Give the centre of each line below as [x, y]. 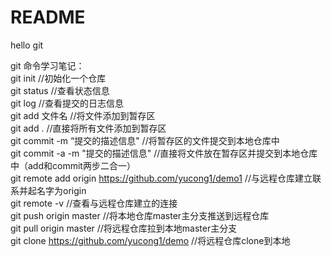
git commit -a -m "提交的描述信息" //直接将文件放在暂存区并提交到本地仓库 [164, 153]
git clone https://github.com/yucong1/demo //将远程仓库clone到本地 [150, 240]
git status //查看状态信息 [60, 90]
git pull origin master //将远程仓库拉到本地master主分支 [124, 228]
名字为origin [61, 190]
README [48, 17]
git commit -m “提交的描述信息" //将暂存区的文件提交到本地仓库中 [145, 140]
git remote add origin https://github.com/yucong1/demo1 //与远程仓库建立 [161, 178]
